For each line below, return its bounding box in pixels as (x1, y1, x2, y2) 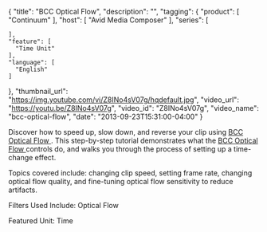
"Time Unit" (15, 45, 56, 53)
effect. (34, 153, 57, 162)
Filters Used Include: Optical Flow (8, 201, 120, 210)
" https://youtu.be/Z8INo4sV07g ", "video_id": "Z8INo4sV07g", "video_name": (8, 104, 259, 112)
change (8, 153, 33, 162)
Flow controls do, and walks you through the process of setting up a (8, 144, 233, 154)
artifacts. (8, 185, 38, 195)
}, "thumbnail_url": (8, 87, 69, 96)
